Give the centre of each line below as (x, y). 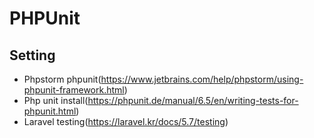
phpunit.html (50, 111)
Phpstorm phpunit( (62, 79)
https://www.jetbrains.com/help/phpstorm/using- (202, 79)
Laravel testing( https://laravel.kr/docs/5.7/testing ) (126, 121)
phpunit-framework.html (74, 90)
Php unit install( (56, 100)
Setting (32, 55)
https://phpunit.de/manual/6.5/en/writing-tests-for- (193, 100)
